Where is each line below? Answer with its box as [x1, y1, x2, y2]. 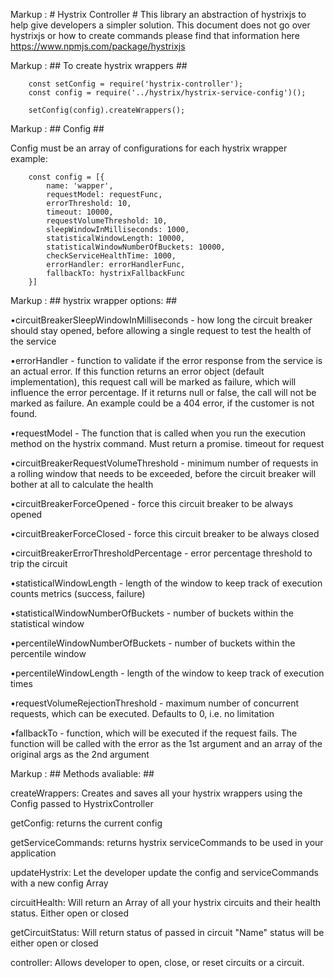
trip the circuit [10, 558, 68, 569]
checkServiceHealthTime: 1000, [46, 251, 177, 261]
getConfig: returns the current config [10, 817, 163, 829]
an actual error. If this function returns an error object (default [10, 365, 265, 377]
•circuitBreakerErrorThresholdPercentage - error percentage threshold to [10, 547, 313, 559]
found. [10, 408, 38, 419]
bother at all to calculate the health [10, 479, 154, 490]
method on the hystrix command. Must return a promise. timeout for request [10, 438, 325, 449]
